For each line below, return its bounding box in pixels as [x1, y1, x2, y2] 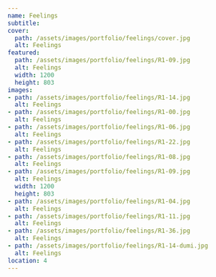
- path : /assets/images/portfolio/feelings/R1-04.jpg [7, 197, 191, 205]
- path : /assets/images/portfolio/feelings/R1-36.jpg [7, 227, 191, 235]
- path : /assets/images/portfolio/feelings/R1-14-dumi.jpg [7, 242, 209, 250]
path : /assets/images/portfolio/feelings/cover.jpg [14, 34, 191, 42]
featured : [7, 49, 41, 57]
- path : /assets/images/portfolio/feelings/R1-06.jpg [7, 123, 191, 131]
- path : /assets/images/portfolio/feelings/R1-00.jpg [7, 109, 191, 117]
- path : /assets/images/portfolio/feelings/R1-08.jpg [7, 152, 191, 160]
